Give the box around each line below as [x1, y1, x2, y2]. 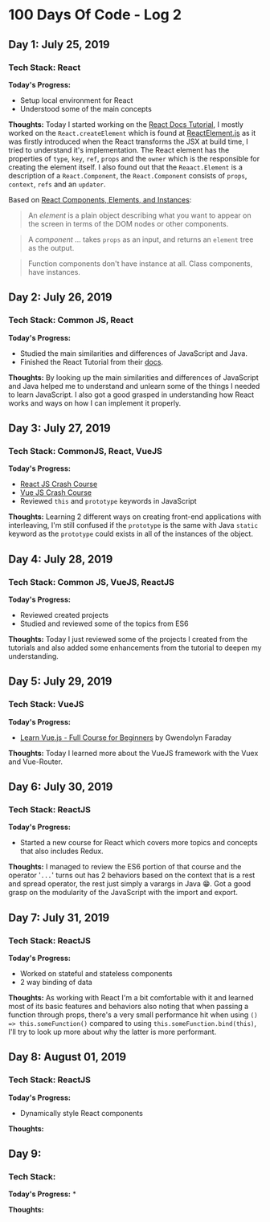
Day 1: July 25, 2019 [8, 38, 110, 51]
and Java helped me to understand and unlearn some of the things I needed [8, 381, 260, 390]
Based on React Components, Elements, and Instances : [8, 194, 192, 204]
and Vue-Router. [8, 757, 63, 766]
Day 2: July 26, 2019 [8, 291, 112, 304]
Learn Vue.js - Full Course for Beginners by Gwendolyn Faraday [19, 733, 231, 742]
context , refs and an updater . [8, 179, 106, 189]
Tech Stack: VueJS [8, 699, 84, 710]
